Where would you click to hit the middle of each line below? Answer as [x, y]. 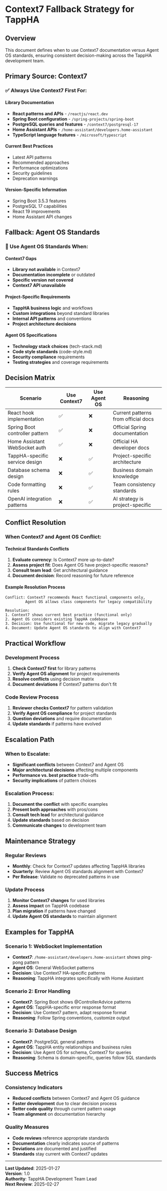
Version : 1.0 [17, 1173]
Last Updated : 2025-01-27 [33, 1168]
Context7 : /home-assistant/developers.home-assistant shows [76, 957]
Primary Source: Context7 [46, 76]
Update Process [25, 890]
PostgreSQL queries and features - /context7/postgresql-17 [75, 124]
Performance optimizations [40, 167]
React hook [21, 413]
